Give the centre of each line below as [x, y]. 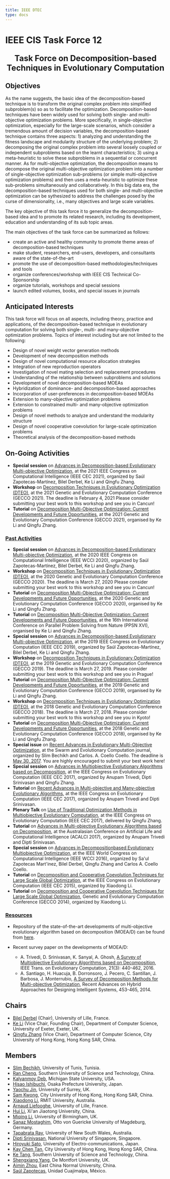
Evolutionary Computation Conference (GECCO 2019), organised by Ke [87, 691]
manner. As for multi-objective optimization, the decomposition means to [82, 163]
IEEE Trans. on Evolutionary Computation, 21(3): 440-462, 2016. [87, 968]
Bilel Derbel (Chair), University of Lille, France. [61, 1018]
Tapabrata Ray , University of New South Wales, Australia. [73, 1133]
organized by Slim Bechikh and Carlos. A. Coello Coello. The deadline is [88, 755]
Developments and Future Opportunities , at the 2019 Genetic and [81, 685]
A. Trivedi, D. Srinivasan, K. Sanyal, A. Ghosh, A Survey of [81, 957]
